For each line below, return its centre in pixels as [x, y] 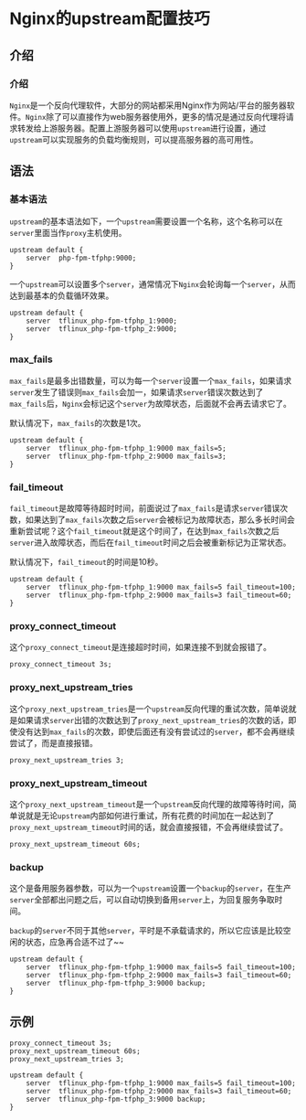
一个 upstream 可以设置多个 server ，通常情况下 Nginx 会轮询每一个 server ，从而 [153, 283]
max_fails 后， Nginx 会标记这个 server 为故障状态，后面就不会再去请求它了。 [151, 403]
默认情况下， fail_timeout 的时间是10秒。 [86, 562]
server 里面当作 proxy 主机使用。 [68, 232]
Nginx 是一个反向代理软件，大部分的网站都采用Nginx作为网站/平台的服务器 [148, 105]
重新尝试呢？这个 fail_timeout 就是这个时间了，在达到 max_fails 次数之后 [145, 531]
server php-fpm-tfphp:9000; [81, 258]
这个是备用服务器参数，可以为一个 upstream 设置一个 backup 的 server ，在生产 [151, 889]
